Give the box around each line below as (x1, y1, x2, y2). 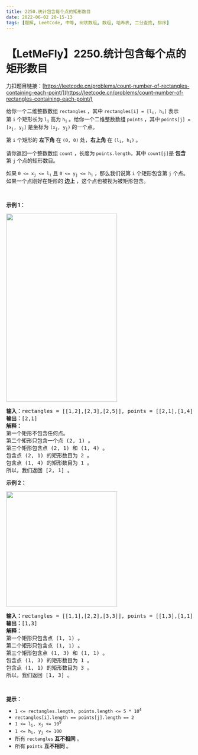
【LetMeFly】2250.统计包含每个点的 (6, 47, 186, 60)
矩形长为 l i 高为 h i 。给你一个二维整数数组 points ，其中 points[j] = (22, 115, 191, 124)
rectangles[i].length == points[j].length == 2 (14, 715, 134, 721)
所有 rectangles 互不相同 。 (14, 735, 83, 742)
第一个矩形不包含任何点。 (6, 430, 69, 437)
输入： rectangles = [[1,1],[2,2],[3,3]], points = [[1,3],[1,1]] (6, 613, 197, 620)
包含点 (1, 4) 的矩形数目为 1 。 (6, 460, 93, 466)
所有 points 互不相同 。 (14, 742, 72, 749)
